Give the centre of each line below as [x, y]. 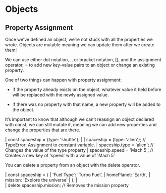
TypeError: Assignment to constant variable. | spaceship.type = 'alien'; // [79, 145]
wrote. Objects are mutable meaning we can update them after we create [80, 45]
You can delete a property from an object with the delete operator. [73, 165]
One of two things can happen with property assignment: [63, 80]
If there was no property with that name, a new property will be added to [86, 104]
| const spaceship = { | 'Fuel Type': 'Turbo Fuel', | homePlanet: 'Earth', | [78, 175]
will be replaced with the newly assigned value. [60, 95]
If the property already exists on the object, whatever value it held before [87, 90]
